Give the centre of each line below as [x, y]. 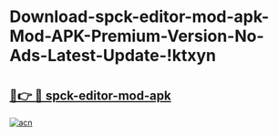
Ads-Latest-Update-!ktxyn [113, 56]
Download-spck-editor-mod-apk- [139, 17]
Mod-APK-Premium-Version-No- [137, 36]
